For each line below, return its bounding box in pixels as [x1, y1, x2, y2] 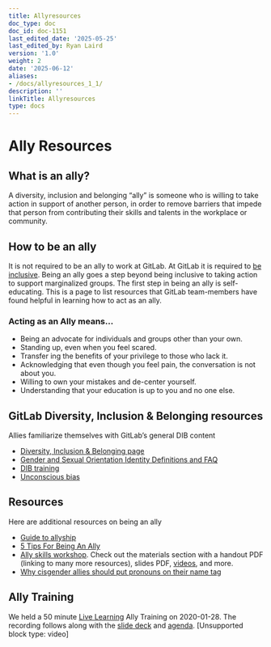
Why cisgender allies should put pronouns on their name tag [19, 567, 222, 577]
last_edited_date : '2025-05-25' [8, 34, 117, 43]
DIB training [19, 463, 60, 473]
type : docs [8, 102, 45, 110]
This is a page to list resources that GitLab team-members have [45, 286, 257, 296]
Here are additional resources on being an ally [8, 517, 162, 526]
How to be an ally [8, 239, 97, 253]
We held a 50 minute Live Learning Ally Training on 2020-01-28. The [8, 611, 237, 621]
